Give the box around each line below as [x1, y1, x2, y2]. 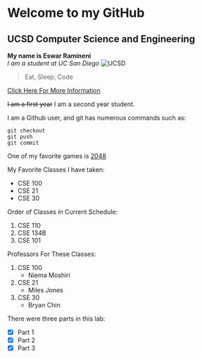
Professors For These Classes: [7, 250, 96, 258]
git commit [7, 139, 39, 146]
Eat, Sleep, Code [24, 72, 74, 81]
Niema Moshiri [27, 271, 70, 279]
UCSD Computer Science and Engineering [7, 33, 196, 45]
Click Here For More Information [7, 87, 101, 94]
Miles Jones [27, 286, 63, 294]
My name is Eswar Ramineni [7, 51, 91, 60]
